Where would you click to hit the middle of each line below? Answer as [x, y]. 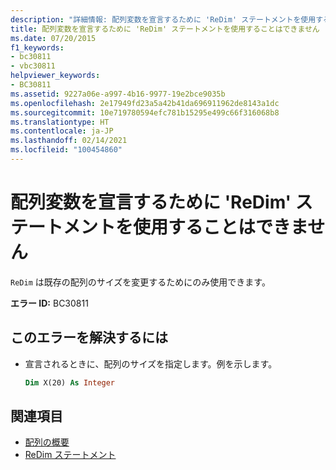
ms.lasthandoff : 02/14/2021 [69, 141]
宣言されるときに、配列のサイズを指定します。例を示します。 [151, 363]
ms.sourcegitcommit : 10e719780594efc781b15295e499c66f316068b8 [145, 112]
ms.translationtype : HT [60, 122]
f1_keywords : [37, 47]
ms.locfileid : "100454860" [66, 150]
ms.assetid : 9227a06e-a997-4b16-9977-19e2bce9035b [118, 94]
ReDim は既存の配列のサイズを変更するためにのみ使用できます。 [140, 282]
